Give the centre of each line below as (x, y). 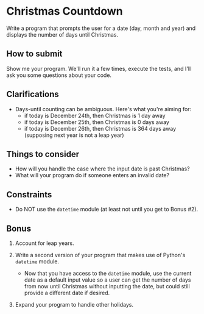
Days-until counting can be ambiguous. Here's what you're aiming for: (103, 109)
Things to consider (43, 154)
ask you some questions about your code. (59, 75)
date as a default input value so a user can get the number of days (107, 280)
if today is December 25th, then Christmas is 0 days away (97, 122)
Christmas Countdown (65, 11)
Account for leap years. (44, 243)
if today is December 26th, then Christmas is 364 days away (100, 128)
